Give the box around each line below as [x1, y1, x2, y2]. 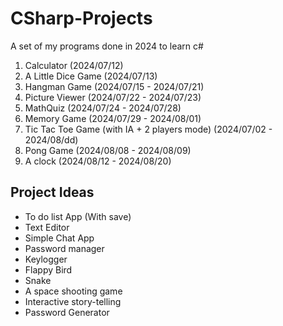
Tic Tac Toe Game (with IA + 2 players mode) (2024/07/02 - [24, 123, 273, 135]
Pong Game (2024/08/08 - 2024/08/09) [24, 144, 192, 156]
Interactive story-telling [24, 295, 122, 307]
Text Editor [24, 221, 70, 233]
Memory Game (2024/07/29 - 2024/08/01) [24, 112, 202, 124]
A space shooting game [24, 285, 123, 297]
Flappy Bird [24, 263, 73, 276]
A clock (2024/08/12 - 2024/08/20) [24, 155, 172, 167]
